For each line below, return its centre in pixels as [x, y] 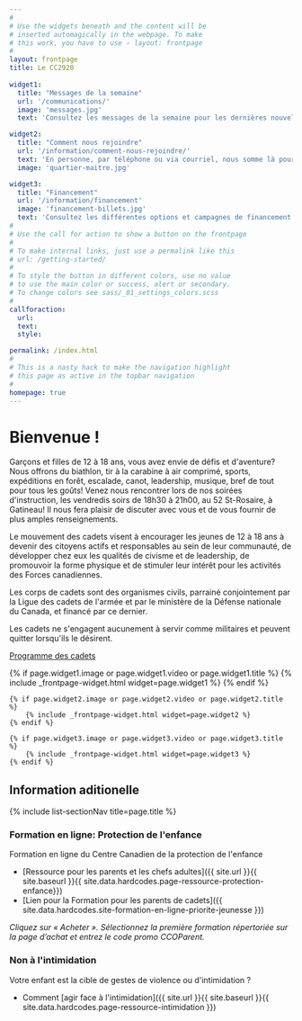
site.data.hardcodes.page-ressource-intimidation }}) [119, 1007]
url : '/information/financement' [80, 201]
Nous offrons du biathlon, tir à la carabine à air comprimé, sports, [130, 471]
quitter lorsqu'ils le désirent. [61, 639]
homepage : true [38, 392]
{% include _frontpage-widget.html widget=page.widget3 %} [138, 755]
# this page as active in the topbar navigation [102, 376]
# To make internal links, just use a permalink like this [122, 251]
